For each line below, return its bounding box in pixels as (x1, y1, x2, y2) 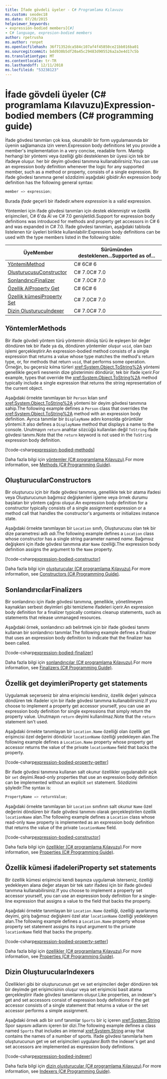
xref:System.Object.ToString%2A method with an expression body (5, 410, 141, 416)
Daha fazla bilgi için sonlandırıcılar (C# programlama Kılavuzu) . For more (5, 659, 153, 665)
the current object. (5, 385, 43, 391)
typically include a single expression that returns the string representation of (5, 379, 162, 386)
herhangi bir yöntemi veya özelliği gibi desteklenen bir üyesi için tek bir (5, 153, 150, 159)
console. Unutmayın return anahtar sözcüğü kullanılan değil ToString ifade (5, 426, 158, 432)
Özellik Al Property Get (7, 285, 60, 292)
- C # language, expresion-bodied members (5, 30, 92, 35)
